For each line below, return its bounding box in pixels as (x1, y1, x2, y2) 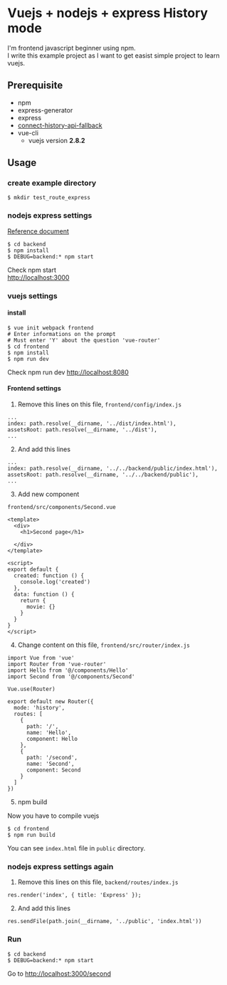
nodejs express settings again (7, 861, 114, 871)
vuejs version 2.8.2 (28, 136, 85, 144)
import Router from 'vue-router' (7, 660, 107, 668)
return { (20, 597, 46, 604)
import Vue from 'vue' (7, 655, 75, 662)
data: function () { (14, 591, 75, 599)
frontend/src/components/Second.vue (7, 504, 116, 511)
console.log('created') (20, 579, 91, 586)
